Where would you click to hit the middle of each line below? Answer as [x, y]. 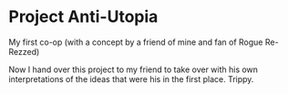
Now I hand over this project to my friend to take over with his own [134, 69]
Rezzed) [24, 51]
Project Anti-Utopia [83, 17]
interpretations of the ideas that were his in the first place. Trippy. [131, 78]
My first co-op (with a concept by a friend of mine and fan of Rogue [136, 42]
